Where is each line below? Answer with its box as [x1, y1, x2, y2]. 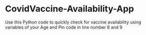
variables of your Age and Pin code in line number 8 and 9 [5, 24, 122, 30]
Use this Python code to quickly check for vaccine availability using [5, 19, 142, 25]
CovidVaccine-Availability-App [5, 3, 134, 14]
